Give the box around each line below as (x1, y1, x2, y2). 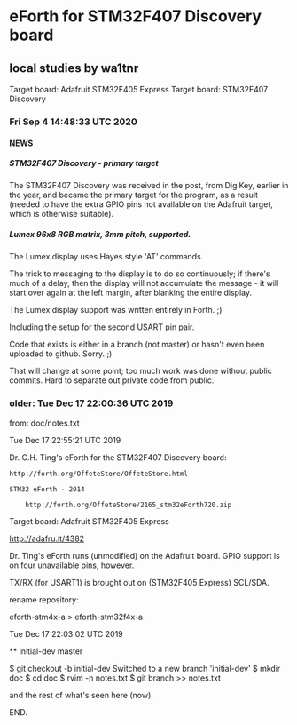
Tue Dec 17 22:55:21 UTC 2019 (9, 434, 121, 445)
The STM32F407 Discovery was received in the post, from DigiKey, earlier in (9, 180, 289, 191)
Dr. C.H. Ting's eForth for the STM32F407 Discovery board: (9, 451, 227, 463)
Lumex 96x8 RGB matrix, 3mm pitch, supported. (9, 229, 191, 240)
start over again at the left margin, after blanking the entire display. (9, 287, 253, 299)
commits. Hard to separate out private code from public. (9, 375, 215, 386)
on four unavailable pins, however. (9, 560, 135, 570)
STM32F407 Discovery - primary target (9, 158, 159, 169)
